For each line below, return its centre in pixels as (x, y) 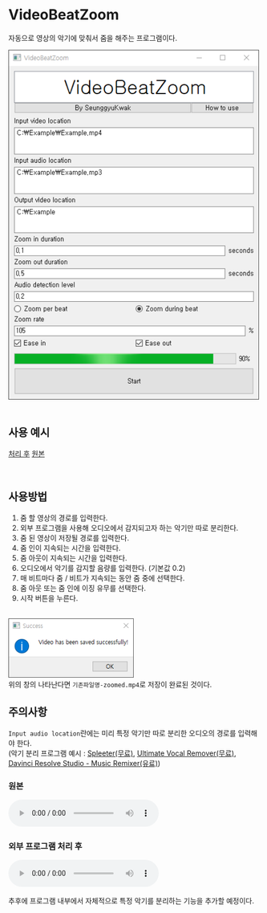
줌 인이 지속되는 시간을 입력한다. (70, 548)
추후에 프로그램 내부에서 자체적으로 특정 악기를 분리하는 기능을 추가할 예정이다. (131, 901)
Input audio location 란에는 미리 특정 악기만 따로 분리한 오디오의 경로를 (122, 733)
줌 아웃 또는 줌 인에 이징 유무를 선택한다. (83, 588)
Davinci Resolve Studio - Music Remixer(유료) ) (85, 763)
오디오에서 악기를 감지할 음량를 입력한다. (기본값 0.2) (103, 568)
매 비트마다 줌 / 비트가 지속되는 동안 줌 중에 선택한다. (102, 578)
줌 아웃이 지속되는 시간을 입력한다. (73, 558)
